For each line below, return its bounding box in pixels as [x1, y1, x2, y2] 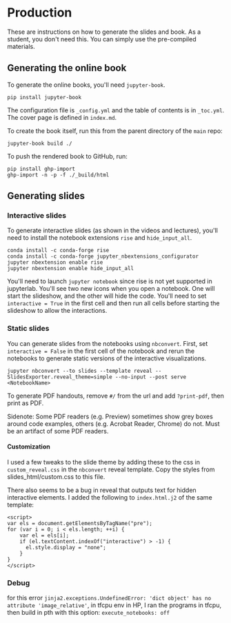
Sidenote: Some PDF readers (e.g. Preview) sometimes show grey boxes [7, 412, 214, 420]
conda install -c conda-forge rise [7, 247, 110, 254]
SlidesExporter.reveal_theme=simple [7, 374, 112, 380]
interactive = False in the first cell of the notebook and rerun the [7, 347, 195, 355]
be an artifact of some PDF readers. [7, 427, 109, 435]
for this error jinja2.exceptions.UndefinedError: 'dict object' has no [7, 594, 212, 602]
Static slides [7, 324, 50, 334]
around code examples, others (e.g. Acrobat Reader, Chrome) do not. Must [7, 419, 220, 428]
